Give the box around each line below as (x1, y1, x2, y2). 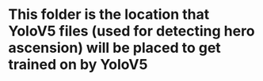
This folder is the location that (8, 6, 210, 24)
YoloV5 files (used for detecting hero (8, 22, 255, 40)
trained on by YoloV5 (8, 56, 148, 74)
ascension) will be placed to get (8, 39, 222, 57)
